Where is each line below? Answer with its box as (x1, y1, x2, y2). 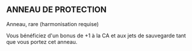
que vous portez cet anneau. (6, 38, 78, 45)
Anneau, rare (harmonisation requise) (6, 20, 99, 27)
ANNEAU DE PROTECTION (6, 5, 107, 15)
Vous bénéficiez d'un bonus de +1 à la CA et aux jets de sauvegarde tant (6, 32, 187, 39)
